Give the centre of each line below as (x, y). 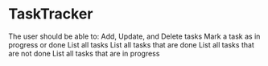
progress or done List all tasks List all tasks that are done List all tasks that (132, 44)
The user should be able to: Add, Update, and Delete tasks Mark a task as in (134, 36)
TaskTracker (51, 14)
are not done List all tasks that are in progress (84, 53)
